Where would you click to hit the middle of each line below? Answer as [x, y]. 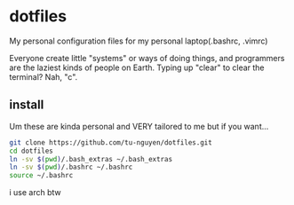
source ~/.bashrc [41, 176]
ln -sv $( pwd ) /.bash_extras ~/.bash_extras [91, 159]
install [27, 105]
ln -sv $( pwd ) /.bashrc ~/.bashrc [71, 167]
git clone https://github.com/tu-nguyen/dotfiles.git [111, 142]
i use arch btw [36, 193]
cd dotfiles [31, 151]
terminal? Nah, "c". [44, 76]
